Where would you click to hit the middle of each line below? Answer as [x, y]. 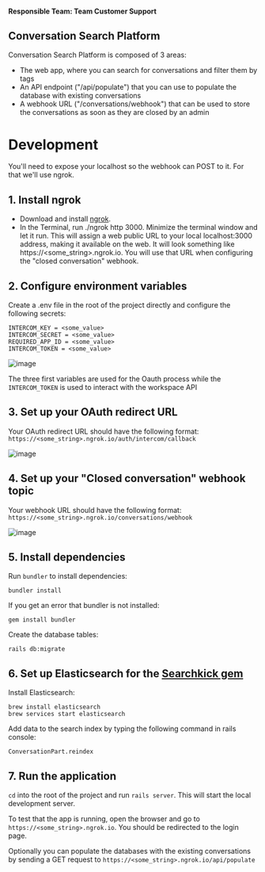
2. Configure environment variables [98, 286]
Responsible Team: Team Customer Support [82, 11]
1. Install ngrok [45, 199]
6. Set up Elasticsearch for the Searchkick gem [126, 673]
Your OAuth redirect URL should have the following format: [104, 431]
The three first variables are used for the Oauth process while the [115, 379]
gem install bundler [42, 620]
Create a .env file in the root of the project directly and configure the [119, 304]
